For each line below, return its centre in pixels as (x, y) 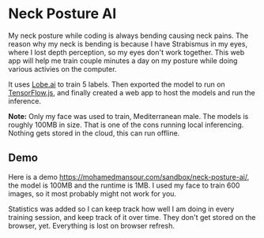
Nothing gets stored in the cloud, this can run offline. (94, 133)
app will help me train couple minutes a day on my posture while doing (123, 61)
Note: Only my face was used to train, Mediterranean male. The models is (128, 116)
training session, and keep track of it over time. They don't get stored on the (132, 217)
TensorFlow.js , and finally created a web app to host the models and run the (132, 92)
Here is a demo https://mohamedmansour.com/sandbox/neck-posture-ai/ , (129, 177)
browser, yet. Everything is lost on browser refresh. (92, 225)
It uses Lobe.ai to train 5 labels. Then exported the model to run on (117, 84)
